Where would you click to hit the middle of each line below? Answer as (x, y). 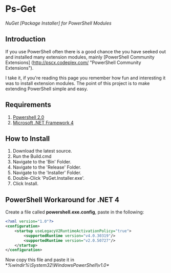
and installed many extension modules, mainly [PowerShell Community (80, 57)
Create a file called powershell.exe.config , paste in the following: (75, 212)
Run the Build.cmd (32, 156)
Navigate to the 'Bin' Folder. (42, 162)
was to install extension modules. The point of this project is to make (78, 83)
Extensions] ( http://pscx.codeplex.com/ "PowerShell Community (73, 62)
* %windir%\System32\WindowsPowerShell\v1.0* (57, 265)
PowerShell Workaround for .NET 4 (62, 199)
